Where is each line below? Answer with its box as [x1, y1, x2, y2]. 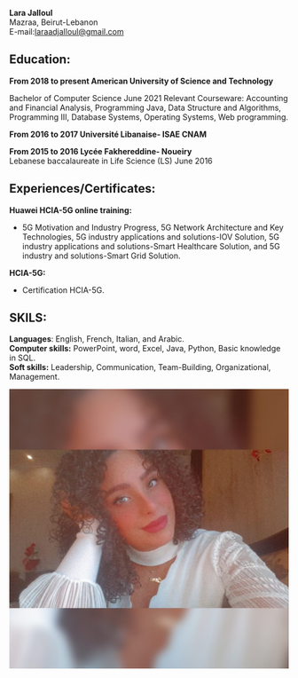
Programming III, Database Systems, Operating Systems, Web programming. [9, 111, 289, 122]
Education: [9, 52, 71, 67]
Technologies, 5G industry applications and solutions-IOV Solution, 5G [21, 231, 279, 242]
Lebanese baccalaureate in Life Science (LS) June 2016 [9, 155, 213, 166]
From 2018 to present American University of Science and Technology [9, 75, 273, 86]
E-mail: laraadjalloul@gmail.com [9, 27, 124, 36]
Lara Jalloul [9, 8, 53, 18]
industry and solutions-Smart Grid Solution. [21, 250, 181, 261]
